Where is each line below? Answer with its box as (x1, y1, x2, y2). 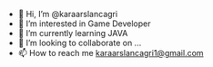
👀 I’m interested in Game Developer (17, 18, 152, 29)
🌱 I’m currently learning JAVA (17, 28, 128, 38)
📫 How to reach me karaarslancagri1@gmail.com (17, 48, 204, 58)
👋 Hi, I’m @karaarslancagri (17, 9, 118, 19)
